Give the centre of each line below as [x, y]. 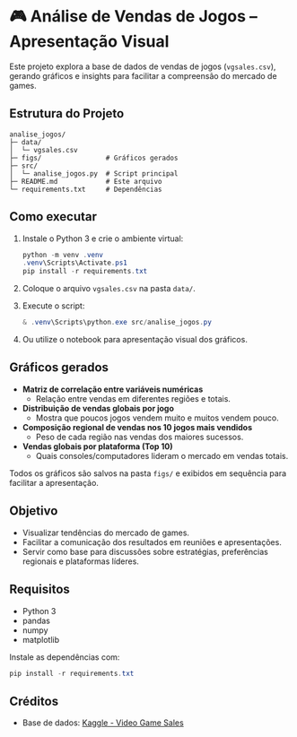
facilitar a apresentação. [54, 482]
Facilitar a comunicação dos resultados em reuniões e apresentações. [152, 542]
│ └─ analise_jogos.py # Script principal [94, 173]
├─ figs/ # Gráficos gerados [94, 158]
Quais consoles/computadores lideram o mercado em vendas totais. [162, 455]
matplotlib [41, 639]
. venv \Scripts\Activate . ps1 [74, 263]
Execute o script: [53, 306]
